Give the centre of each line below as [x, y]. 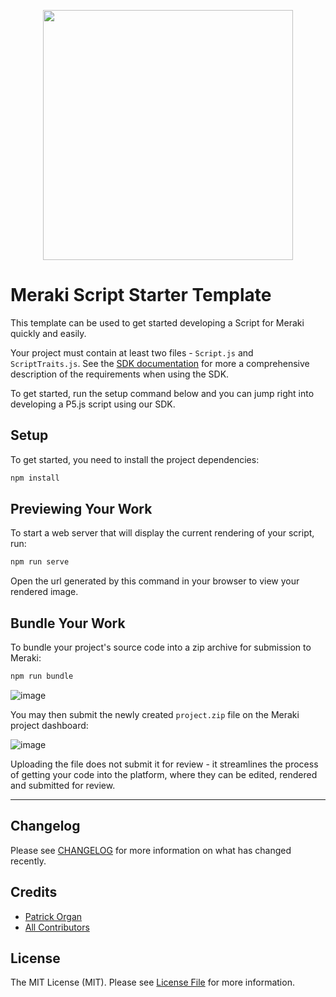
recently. [28, 861]
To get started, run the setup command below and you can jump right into [162, 393]
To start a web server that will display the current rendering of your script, [162, 533]
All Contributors [57, 927]
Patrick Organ [53, 916]
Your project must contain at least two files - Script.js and [132, 352]
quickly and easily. [48, 333]
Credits [34, 892]
